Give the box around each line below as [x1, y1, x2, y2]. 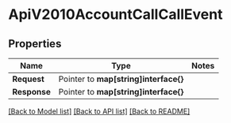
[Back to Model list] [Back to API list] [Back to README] [8, 106, 191, 116]
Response [12, 87, 52, 97]
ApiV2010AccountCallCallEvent [8, 6, 223, 24]
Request [12, 73, 45, 84]
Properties [8, 37, 62, 50]
